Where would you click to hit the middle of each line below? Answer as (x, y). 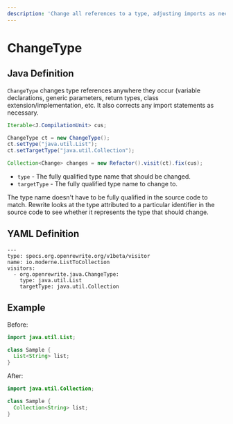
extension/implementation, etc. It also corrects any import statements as (111, 105)
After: (15, 376)
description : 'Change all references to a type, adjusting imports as (111, 14)
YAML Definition (43, 234)
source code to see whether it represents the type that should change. (108, 212)
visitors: (21, 268)
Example (26, 308)
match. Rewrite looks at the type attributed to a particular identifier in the (111, 205)
